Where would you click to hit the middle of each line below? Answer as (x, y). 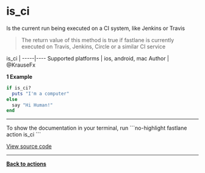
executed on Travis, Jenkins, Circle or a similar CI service (93, 46)
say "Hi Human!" (32, 105)
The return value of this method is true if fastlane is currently (98, 40)
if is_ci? (19, 88)
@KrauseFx (21, 65)
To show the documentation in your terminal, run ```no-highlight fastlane (97, 128)
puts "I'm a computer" (41, 94)
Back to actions (27, 164)
